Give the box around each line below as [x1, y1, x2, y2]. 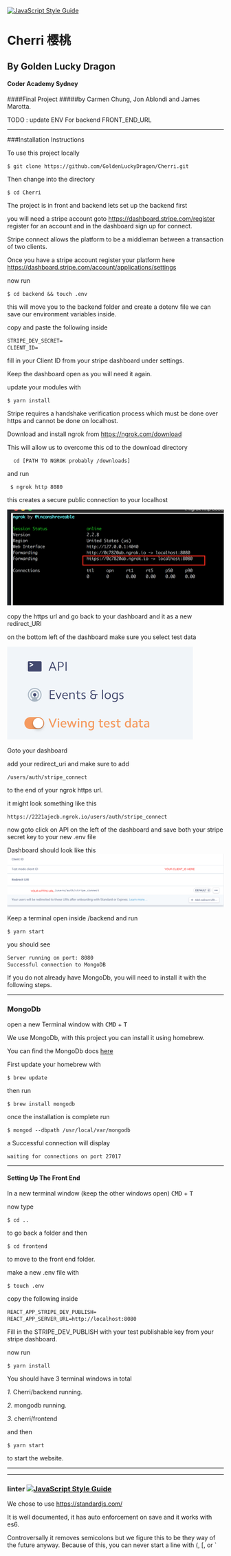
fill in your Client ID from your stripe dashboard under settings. [7, 356, 184, 365]
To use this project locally [7, 149, 80, 157]
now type [7, 1202, 34, 1211]
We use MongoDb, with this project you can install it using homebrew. [7, 1033, 205, 1041]
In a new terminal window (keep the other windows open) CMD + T [7, 1189, 194, 1197]
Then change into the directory [7, 175, 95, 183]
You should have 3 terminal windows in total [7, 1374, 132, 1383]
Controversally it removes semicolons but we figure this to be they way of [7, 1534, 216, 1542]
